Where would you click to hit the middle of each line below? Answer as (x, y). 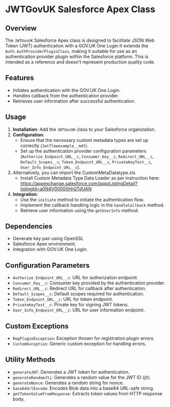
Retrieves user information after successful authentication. (74, 101)
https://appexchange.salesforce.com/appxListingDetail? (79, 183)
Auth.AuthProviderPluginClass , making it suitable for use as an (71, 51)
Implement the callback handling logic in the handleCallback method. (92, 205)
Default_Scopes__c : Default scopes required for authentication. (78, 294)
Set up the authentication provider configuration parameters (83, 151)
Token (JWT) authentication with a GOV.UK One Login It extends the (77, 46)
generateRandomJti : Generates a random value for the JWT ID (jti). (82, 377)
